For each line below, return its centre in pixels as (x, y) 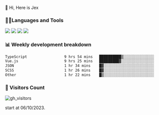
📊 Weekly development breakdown (48, 45)
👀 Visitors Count (25, 87)
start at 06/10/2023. (25, 108)
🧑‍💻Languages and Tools (34, 20)
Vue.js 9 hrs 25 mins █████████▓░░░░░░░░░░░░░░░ (79, 61)
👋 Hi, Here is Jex (22, 8)
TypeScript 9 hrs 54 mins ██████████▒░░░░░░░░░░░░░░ (79, 57)
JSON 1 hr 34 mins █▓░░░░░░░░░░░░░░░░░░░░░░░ (79, 66)
